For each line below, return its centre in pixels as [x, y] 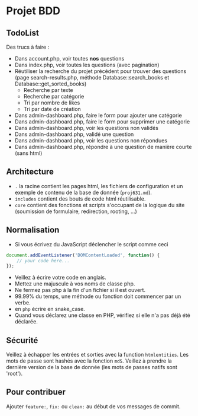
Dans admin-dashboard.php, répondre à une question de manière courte [103, 147]
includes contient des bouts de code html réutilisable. [80, 199]
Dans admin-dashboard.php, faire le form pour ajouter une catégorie [98, 115]
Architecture [30, 172]
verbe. [22, 303]
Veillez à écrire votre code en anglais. [60, 278]
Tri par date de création [52, 109]
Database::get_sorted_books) [51, 84]
